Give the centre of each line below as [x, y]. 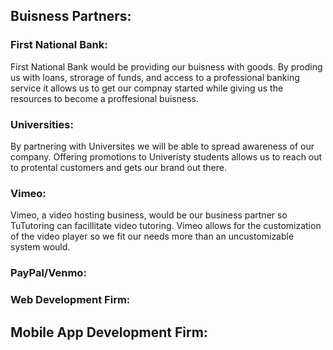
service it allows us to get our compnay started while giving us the [147, 88]
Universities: [42, 124]
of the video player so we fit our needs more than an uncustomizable [152, 236]
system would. [40, 247]
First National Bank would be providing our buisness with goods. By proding [166, 66]
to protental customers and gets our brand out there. [118, 167]
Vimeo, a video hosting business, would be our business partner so [149, 215]
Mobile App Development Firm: [109, 332]
